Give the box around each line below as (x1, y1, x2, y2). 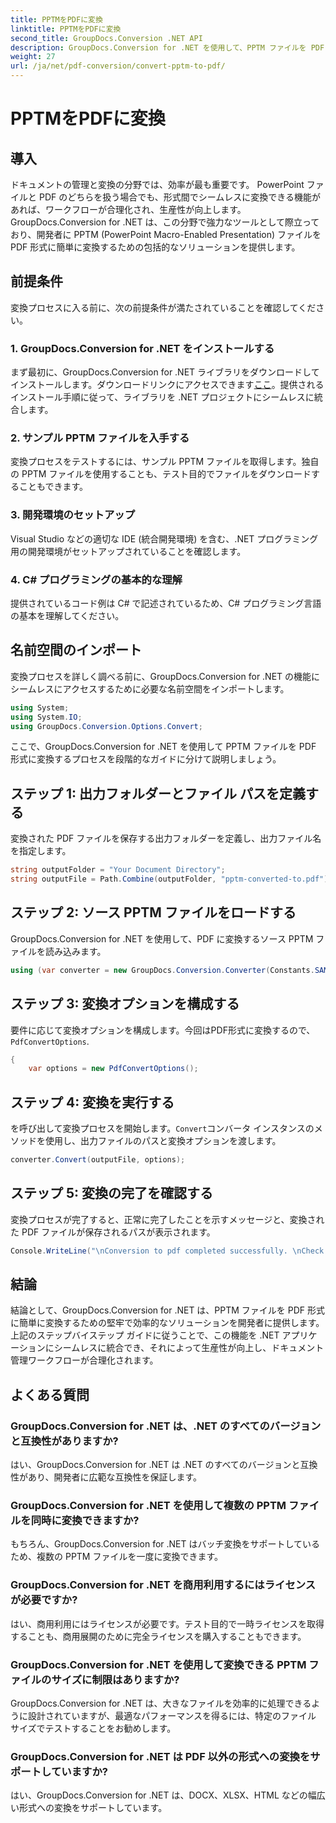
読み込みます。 (44, 945, 107, 957)
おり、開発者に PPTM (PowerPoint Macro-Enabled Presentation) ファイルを (10, 229, 322, 240)
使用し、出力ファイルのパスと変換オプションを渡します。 (44, 1135, 282, 1147)
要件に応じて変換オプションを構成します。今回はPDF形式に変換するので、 (10, 1024, 316, 1036)
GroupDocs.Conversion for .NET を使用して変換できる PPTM (10, 1657, 307, 1671)
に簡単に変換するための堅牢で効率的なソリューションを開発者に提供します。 (10, 1317, 325, 1329)
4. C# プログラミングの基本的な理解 (10, 572, 183, 586)
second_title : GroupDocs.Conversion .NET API (10, 33, 203, 43)
